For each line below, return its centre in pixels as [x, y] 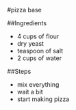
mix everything [38, 84]
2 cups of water [39, 58]
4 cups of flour [38, 36]
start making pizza [43, 99]
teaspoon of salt [40, 51]
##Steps [19, 71]
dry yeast [30, 43]
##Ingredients [27, 23]
